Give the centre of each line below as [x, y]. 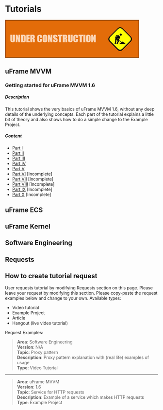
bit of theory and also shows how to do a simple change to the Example [76, 120]
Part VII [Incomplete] [33, 179]
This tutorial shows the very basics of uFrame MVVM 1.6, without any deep [80, 109]
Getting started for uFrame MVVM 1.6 [50, 85]
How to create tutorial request [51, 276]
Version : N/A [30, 347]
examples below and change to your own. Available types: [63, 298]
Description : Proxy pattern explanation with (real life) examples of [83, 357]
